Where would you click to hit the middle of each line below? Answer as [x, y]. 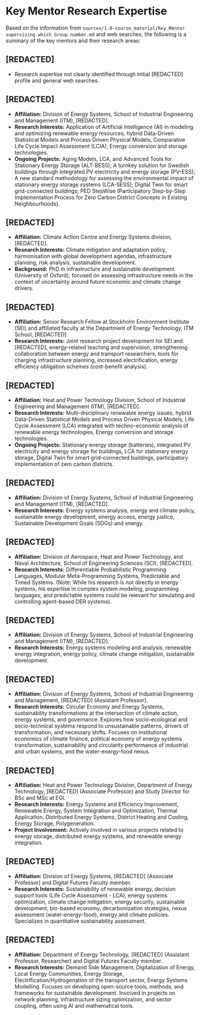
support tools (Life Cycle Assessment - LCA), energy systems [91, 895]
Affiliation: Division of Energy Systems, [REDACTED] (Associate [94, 876]
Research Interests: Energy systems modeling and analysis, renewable [103, 648]
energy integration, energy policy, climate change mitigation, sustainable [104, 654]
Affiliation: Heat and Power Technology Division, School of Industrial [100, 400]
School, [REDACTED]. [41, 335]
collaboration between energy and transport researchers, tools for [96, 354]
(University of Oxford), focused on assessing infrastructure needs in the [104, 275]
